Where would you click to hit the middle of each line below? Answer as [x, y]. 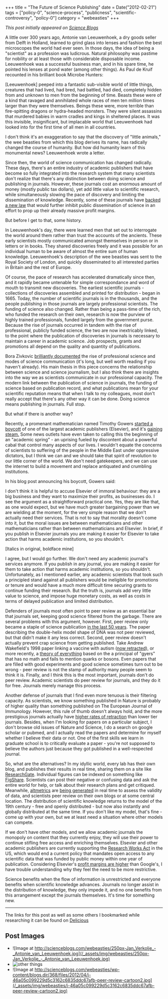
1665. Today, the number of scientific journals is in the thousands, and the [81, 298]
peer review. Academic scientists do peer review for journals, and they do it [83, 680]
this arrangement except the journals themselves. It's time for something [80, 895]
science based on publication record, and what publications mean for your [82, 388]
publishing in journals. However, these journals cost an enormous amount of [83, 184]
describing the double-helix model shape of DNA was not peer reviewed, [80, 632]
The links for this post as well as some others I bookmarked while [72, 915]
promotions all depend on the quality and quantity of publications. [73, 346]
